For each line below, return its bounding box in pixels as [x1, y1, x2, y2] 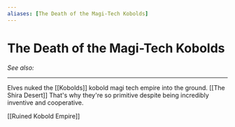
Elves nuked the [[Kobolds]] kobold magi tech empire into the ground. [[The [7, 83, 225, 91]
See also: [7, 63, 34, 72]
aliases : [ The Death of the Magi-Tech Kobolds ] [7, 10, 149, 17]
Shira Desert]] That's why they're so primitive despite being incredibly [7, 91, 210, 99]
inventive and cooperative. [7, 98, 84, 107]
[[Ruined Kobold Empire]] [7, 112, 80, 120]
